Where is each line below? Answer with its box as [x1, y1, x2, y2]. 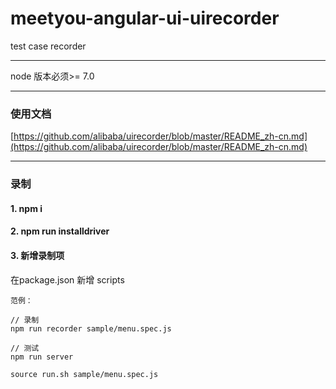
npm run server [10, 352, 74, 362]
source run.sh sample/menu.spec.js [10, 369, 159, 379]
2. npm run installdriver [10, 225, 110, 237]
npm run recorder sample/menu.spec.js [10, 323, 172, 334]
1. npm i [10, 202, 43, 214]
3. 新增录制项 [10, 249, 65, 261]
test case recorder [10, 40, 87, 52]
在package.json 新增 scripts [10, 273, 125, 286]
